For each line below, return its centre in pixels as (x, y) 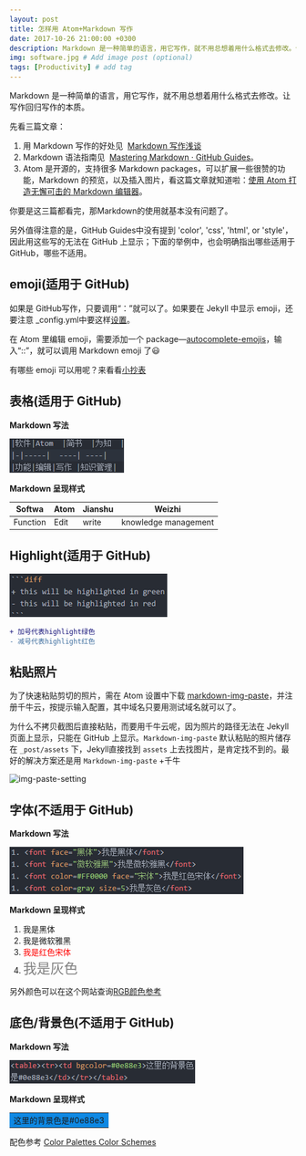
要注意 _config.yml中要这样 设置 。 (72, 319)
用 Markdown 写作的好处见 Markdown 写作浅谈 (112, 146)
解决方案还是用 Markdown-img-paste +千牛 (102, 761)
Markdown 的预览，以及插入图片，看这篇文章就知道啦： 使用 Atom (163, 180)
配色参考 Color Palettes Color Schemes (83, 1142)
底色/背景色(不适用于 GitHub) (92, 1023)
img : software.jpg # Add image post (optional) (102, 58)
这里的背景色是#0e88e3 (59, 1120)
